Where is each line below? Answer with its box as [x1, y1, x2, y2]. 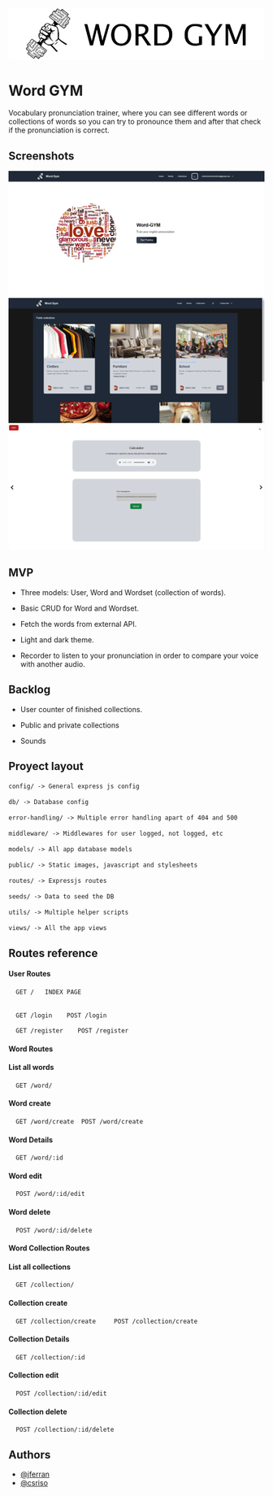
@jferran [19, 1469, 50, 1479]
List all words [8, 1063, 54, 1072]
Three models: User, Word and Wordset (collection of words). [19, 587, 226, 597]
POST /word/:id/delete [15, 1226, 93, 1234]
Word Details [8, 1134, 54, 1145]
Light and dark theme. [19, 634, 95, 645]
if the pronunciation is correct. [8, 125, 110, 135]
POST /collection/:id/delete [15, 1426, 115, 1434]
